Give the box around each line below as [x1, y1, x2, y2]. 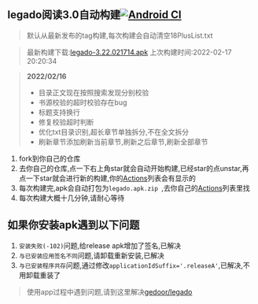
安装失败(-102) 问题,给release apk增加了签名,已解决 [18, 240, 182, 250]
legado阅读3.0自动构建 [7, 8, 121, 22]
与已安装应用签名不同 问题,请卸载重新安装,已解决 [18, 250, 164, 260]
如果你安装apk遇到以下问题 [7, 218, 140, 232]
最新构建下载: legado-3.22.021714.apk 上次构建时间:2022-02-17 [26, 47, 232, 57]
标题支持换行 [38, 107, 80, 117]
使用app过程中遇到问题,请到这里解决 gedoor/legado [26, 287, 193, 296]
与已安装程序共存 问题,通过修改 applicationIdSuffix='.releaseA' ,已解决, [18, 260, 243, 270]
